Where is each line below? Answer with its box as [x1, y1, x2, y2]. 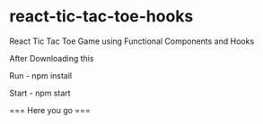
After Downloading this [9, 53, 94, 63]
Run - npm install [9, 70, 73, 81]
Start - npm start [9, 87, 71, 98]
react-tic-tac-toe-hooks [9, 6, 194, 27]
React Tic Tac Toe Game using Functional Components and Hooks [9, 36, 255, 46]
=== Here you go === [9, 104, 92, 115]
